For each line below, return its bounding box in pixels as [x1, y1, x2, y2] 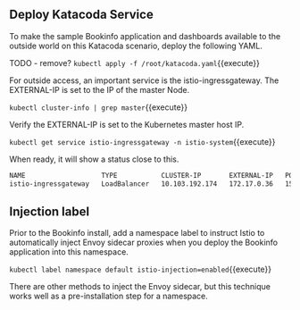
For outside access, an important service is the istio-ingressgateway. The [9, 75, 279, 86]
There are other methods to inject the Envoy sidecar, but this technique [9, 281, 271, 292]
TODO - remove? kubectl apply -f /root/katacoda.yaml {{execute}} [9, 57, 261, 68]
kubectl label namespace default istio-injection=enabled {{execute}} [9, 264, 272, 275]
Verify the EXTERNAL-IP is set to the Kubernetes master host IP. [9, 119, 245, 130]
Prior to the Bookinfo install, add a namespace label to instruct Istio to [9, 228, 265, 239]
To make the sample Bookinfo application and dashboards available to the [9, 30, 281, 41]
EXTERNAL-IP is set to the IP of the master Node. [9, 84, 190, 95]
